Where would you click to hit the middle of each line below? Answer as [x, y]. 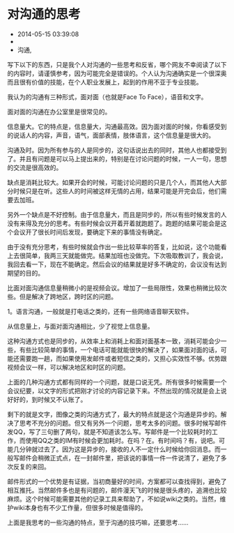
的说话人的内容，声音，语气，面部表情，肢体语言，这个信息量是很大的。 [111, 135]
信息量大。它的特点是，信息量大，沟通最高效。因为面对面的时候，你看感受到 [117, 126]
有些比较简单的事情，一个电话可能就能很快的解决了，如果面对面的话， [120, 350]
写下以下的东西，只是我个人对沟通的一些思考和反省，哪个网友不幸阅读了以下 [117, 64]
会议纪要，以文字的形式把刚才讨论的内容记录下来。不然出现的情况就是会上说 [117, 391]
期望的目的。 [25, 273]
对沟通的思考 [44, 14]
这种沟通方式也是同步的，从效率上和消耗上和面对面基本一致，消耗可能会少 [114, 341]
